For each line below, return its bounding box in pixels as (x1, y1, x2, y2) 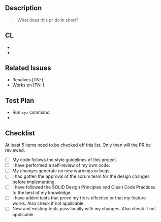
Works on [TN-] (12, 82, 44, 88)
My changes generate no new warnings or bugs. (12, 168, 111, 174)
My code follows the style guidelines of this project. (12, 157, 117, 163)
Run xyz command (12, 109, 50, 115)
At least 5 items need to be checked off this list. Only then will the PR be (5, 142, 151, 148)
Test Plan (5, 96, 34, 105)
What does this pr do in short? (17, 17, 79, 23)
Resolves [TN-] (12, 77, 43, 83)
